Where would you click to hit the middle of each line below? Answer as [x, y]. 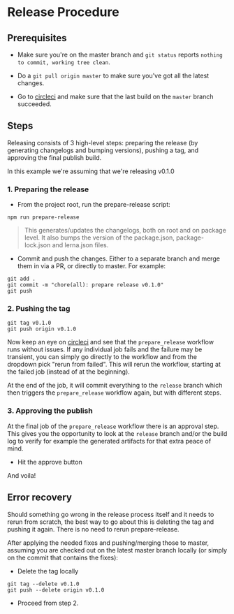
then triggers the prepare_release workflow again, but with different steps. [115, 393]
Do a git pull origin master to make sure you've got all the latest [113, 75]
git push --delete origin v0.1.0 [56, 590]
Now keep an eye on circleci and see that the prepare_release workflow [111, 342]
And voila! [22, 475]
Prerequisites [37, 38]
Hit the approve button [50, 462]
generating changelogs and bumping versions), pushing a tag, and [103, 150]
